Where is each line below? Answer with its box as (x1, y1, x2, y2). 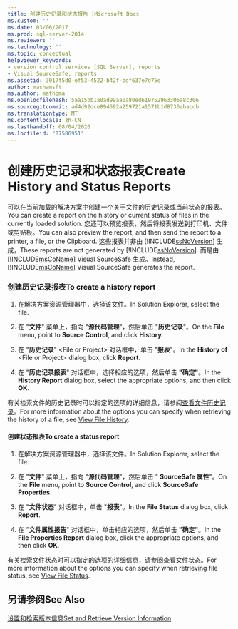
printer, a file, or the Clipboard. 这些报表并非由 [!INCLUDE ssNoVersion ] (7, 237, 215, 246)
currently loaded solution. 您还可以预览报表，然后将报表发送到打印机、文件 (7, 219, 228, 228)
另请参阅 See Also (7, 593, 86, 606)
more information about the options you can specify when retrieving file (7, 563, 218, 572)
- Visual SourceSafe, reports (7, 70, 98, 77)
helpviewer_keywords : (7, 57, 72, 64)
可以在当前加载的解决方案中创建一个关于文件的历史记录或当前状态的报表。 (7, 203, 226, 211)
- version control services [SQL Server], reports (7, 63, 161, 71)
